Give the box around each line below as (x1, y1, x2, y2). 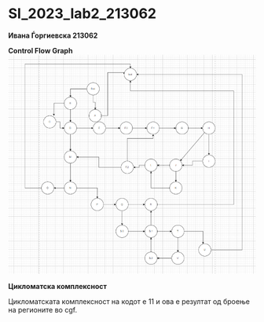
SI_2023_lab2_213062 (8, 5, 157, 23)
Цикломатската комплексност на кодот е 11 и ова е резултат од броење (8, 297, 250, 306)
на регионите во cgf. (8, 306, 77, 315)
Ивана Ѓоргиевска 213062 (8, 31, 98, 40)
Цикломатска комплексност (8, 282, 108, 291)
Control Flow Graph (8, 46, 73, 55)
